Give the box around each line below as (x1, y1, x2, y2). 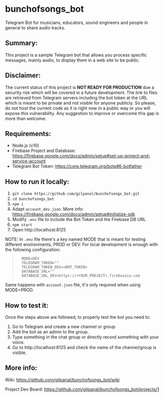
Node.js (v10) (12, 143, 39, 149)
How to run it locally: (5, 177, 70, 186)
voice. (12, 339, 25, 345)
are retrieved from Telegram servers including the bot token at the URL (5, 94, 148, 101)
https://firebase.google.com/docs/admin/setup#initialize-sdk (12, 211, 136, 217)
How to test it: (5, 301, 49, 309)
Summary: (5, 39, 38, 47)
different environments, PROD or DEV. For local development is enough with (5, 242, 158, 247)
